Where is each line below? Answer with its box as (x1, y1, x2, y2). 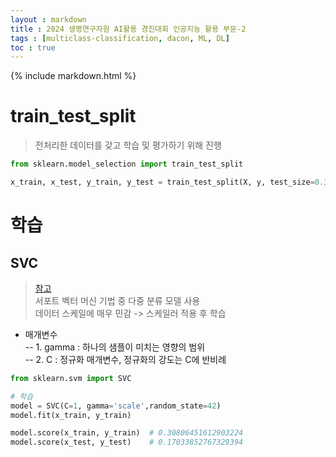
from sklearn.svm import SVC (10, 373, 132, 383)
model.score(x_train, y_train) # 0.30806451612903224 (10, 428, 244, 438)
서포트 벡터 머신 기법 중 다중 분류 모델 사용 (34, 294, 201, 306)
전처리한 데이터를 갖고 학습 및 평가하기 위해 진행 (34, 139, 222, 151)
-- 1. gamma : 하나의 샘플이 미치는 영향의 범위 (24, 341, 206, 353)
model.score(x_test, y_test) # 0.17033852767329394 (10, 437, 244, 448)
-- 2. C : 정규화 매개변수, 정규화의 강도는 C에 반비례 (24, 353, 227, 365)
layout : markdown (10, 14, 87, 25)
